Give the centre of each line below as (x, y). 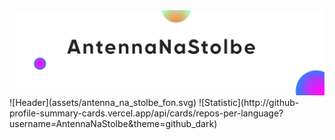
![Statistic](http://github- (249, 102)
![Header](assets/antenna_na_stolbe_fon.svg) (103, 102)
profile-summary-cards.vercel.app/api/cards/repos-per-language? (146, 113)
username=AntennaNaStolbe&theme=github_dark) (113, 123)
